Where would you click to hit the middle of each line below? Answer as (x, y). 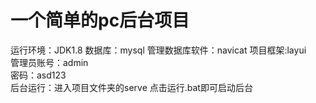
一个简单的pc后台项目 (100, 20)
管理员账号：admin (49, 62)
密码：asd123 (38, 75)
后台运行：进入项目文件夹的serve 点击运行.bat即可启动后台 (131, 87)
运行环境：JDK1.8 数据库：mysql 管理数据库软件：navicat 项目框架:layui (158, 50)
